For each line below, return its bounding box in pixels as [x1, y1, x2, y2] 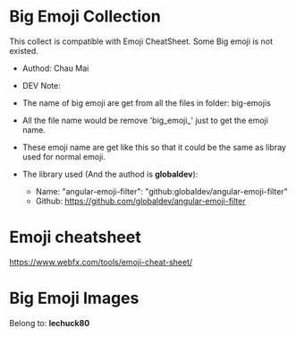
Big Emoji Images [9, 289, 140, 308]
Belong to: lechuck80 [9, 317, 90, 328]
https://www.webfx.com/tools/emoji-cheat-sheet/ [9, 256, 193, 267]
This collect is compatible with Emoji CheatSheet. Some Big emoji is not [9, 36, 273, 47]
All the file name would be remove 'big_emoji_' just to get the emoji [21, 115, 268, 125]
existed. [9, 45, 38, 56]
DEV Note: [21, 80, 61, 91]
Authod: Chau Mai [21, 63, 89, 73]
